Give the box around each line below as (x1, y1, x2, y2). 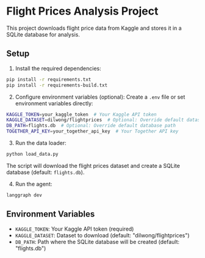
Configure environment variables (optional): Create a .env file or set (15, 93, 185, 100)
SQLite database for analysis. (6, 30, 81, 38)
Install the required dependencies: (15, 64, 102, 72)
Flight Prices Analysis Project (6, 4, 159, 18)
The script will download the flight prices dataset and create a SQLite (6, 162, 180, 169)
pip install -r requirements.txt (6, 76, 92, 83)
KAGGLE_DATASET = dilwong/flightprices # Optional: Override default (6, 117, 184, 123)
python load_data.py (6, 151, 59, 157)
